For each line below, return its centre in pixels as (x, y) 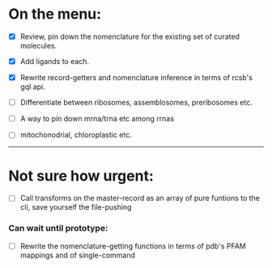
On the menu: (55, 14)
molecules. (38, 46)
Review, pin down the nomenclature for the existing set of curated (130, 36)
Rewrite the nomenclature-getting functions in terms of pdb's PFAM (133, 246)
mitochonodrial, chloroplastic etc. (76, 135)
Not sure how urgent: (81, 176)
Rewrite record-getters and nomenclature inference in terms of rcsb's (136, 78)
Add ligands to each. (55, 61)
